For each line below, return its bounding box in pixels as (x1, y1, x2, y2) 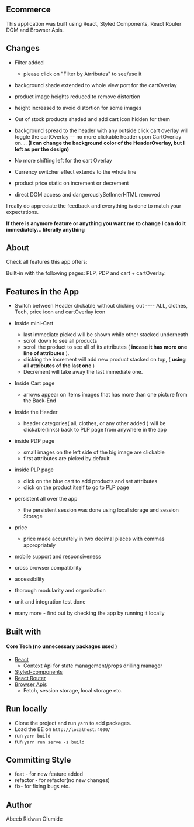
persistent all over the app (14, 495, 78, 502)
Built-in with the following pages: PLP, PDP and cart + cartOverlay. (6, 270, 167, 277)
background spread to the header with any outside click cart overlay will (14, 127, 189, 134)
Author (6, 800, 32, 809)
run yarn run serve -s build (14, 738, 85, 745)
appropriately (23, 542, 56, 549)
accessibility (14, 576, 45, 583)
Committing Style (6, 755, 71, 765)
